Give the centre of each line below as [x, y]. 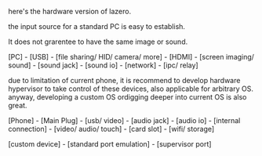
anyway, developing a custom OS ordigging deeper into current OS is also [127, 97]
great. [18, 105]
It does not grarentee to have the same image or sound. [98, 42]
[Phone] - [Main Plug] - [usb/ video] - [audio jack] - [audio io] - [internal [124, 120]
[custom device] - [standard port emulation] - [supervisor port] [110, 144]
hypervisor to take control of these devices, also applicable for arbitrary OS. [131, 89]
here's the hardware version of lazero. [70, 11]
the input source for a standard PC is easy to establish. [97, 26]
